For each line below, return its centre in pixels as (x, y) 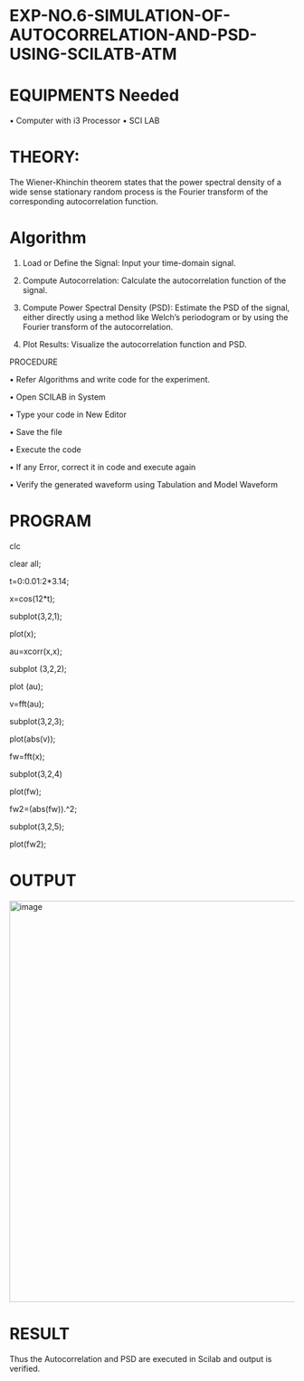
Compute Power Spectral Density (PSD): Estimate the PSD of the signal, (156, 307)
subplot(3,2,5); (37, 826)
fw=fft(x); (27, 756)
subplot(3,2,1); (36, 616)
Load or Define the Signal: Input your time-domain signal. (129, 263)
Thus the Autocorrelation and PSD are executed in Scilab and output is (141, 1358)
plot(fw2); (28, 844)
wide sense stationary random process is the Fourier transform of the (139, 192)
